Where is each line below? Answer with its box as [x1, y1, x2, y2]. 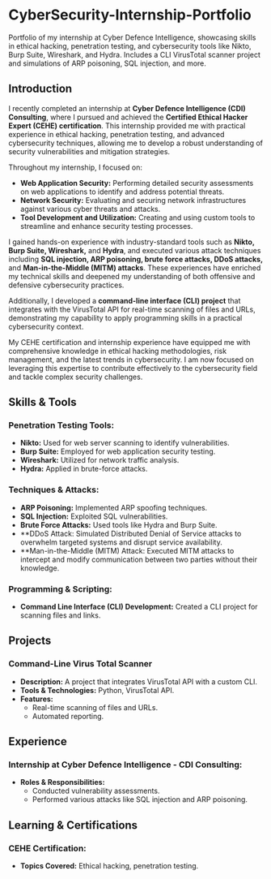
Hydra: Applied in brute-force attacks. [19, 464, 148, 474]
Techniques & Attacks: [8, 485, 100, 496]
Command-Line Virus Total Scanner [8, 658, 152, 670]
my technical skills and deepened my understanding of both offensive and [8, 271, 256, 281]
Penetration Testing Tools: [8, 420, 115, 431]
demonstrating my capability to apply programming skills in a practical [8, 312, 243, 322]
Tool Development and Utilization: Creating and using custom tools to [19, 213, 256, 222]
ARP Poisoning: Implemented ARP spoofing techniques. [19, 502, 208, 512]
